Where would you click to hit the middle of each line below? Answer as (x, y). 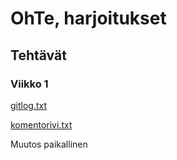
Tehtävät (38, 55)
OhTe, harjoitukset (88, 18)
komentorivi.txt (41, 124)
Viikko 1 (29, 84)
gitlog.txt (29, 105)
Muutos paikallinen (49, 144)
